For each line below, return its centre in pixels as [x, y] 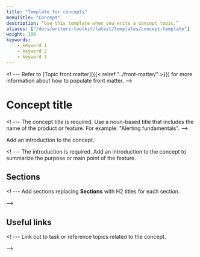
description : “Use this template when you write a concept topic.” [93, 23]
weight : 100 [21, 34]
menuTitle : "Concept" [33, 18]
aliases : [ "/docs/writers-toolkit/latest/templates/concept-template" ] [98, 29]
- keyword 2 [32, 51]
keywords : [19, 40]
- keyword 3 [32, 57]
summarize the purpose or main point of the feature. [71, 158]
